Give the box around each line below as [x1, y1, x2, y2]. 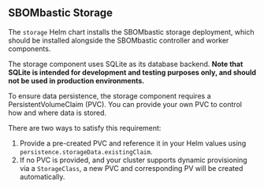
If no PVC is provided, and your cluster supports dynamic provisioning [19, 155, 247, 165]
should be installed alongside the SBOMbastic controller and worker [8, 35, 229, 45]
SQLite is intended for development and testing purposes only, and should [8, 67, 257, 77]
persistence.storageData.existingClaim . [19, 146, 153, 156]
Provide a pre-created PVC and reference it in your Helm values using [19, 138, 247, 148]
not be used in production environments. [8, 76, 145, 85]
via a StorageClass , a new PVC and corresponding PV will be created [19, 163, 244, 172]
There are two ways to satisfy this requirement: [8, 123, 162, 132]
